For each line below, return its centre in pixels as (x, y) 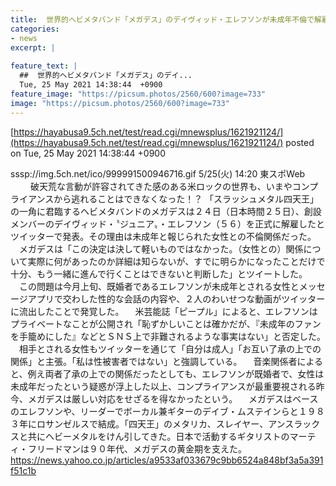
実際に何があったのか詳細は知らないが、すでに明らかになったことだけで (176, 261)
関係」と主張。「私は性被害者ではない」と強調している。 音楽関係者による (167, 361)
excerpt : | (33, 47)
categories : (35, 29)
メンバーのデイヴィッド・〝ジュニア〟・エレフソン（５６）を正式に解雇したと (168, 223)
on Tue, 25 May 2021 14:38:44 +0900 (88, 153)
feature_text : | (44, 66)
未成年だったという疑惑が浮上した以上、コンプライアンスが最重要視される (163, 386)
